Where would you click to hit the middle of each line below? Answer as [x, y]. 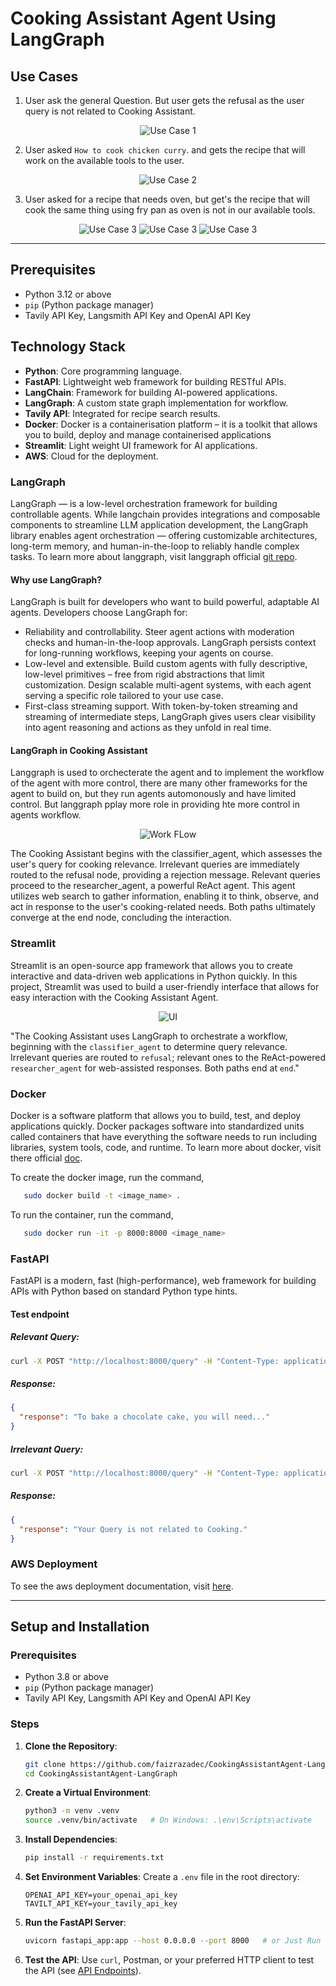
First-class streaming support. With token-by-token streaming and [161, 706]
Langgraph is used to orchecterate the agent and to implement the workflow [167, 773]
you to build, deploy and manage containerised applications [148, 434]
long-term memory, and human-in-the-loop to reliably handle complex [155, 546]
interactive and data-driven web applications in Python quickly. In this [154, 976]
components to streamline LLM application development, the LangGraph [159, 524]
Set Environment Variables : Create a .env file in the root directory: [162, 1877]
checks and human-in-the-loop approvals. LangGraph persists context [170, 643]
